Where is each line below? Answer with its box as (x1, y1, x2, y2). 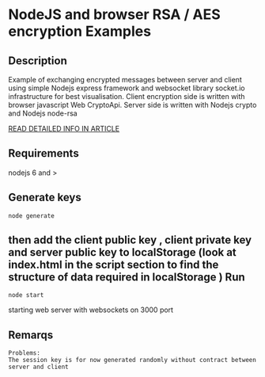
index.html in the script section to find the (8, 258, 219, 272)
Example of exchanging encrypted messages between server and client (8, 75, 243, 84)
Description (8, 54, 67, 67)
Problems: (8, 349, 41, 357)
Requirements (8, 147, 79, 160)
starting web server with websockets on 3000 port (8, 305, 174, 314)
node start (8, 291, 44, 299)
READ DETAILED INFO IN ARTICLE (8, 124, 120, 133)
